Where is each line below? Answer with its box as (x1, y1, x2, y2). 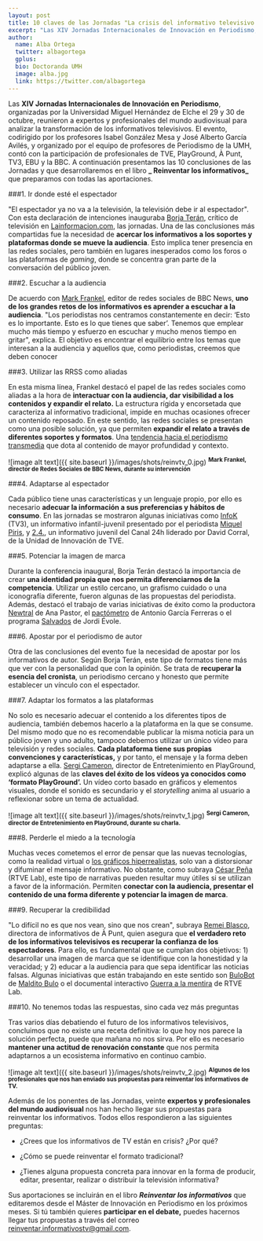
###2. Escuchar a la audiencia (8, 278, 107, 287)
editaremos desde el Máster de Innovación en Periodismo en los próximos (8, 1199, 248, 1208)
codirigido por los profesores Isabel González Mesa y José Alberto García (8, 132, 247, 141)
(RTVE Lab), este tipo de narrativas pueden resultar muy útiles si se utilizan (8, 873, 251, 882)
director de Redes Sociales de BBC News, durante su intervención (8, 465, 191, 474)
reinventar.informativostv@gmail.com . (8, 1224, 131, 1233)
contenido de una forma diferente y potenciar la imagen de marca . (8, 889, 228, 899)
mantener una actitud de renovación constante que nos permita (8, 1042, 220, 1052)
